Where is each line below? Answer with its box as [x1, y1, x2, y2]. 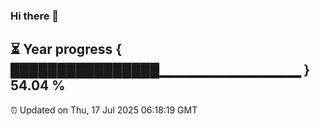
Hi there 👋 [10, 9, 60, 23]
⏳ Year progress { [10, 41, 123, 58]
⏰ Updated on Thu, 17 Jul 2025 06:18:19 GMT [10, 104, 198, 116]
